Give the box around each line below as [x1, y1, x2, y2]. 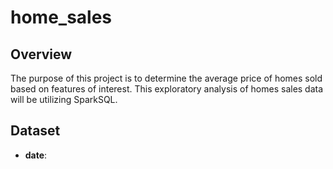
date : [24, 149, 48, 161]
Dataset [10, 122, 61, 140]
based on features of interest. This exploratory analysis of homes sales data [10, 83, 324, 95]
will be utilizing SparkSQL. [10, 94, 118, 105]
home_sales [10, 6, 113, 29]
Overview [10, 46, 73, 63]
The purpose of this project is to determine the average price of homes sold [10, 72, 323, 84]
